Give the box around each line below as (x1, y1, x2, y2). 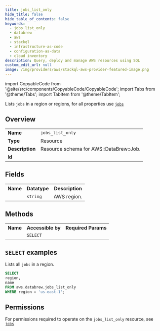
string (26, 194, 42, 199)
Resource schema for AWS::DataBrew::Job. (40, 145, 141, 152)
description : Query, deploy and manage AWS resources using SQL (5, 58, 140, 63)
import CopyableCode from (5, 81, 61, 87)
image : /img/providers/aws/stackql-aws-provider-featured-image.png (5, 67, 149, 72)
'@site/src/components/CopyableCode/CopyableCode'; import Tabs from (5, 86, 156, 92)
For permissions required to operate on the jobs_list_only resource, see (5, 316, 154, 322)
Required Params (65, 224, 107, 231)
